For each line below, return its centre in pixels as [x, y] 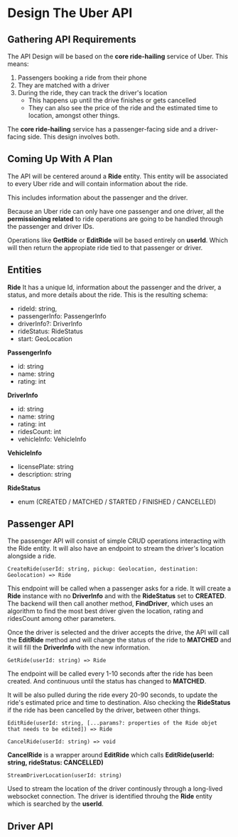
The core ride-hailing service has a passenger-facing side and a [102, 129]
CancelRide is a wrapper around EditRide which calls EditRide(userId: [111, 755]
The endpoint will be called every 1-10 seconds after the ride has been [110, 674]
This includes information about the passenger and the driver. [98, 198]
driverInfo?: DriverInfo [50, 323]
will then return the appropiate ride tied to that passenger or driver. [105, 247]
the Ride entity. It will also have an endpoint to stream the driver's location [115, 549]
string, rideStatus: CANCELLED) [56, 762]
